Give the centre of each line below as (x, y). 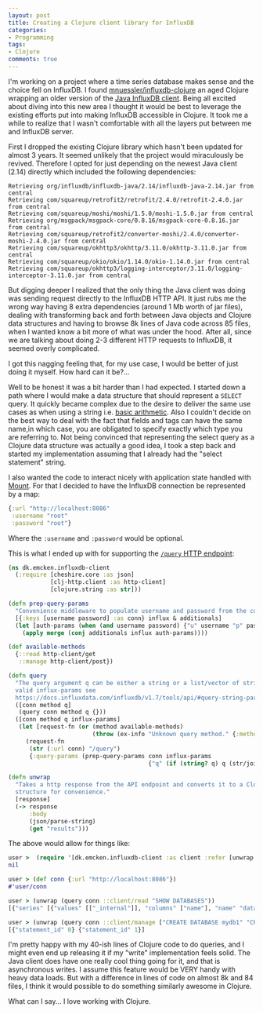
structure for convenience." (63, 792)
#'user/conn (27, 887)
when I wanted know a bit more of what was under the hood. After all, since (130, 331)
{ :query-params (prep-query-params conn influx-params (120, 756)
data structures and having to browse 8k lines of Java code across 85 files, (129, 323)
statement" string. (37, 462)
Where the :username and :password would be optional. (96, 538)
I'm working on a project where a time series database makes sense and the (131, 81)
